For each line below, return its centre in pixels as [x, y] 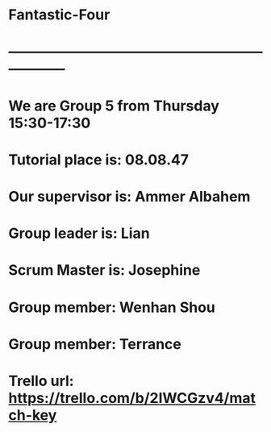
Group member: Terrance [95, 344]
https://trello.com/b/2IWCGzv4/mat [132, 398]
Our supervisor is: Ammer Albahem [129, 196]
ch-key [33, 415]
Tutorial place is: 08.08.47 [99, 160]
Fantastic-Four [59, 15]
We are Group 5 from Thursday [114, 106]
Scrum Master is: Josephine [104, 270]
